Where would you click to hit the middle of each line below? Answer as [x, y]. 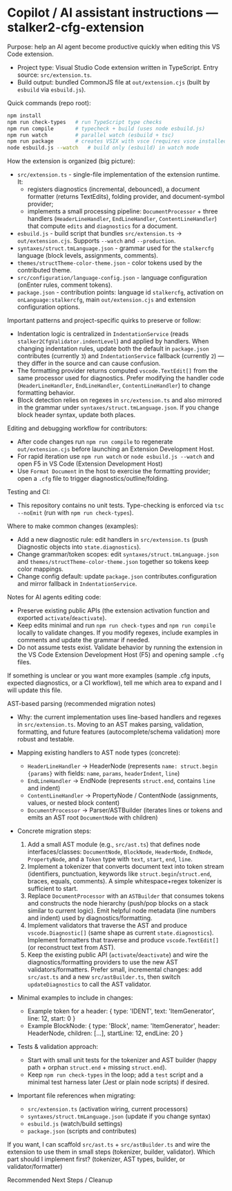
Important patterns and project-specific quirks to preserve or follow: [104, 321]
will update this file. [35, 690]
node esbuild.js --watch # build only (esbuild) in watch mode [103, 148]
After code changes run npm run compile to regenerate [95, 442]
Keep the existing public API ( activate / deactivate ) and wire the [118, 955]
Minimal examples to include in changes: [75, 998]
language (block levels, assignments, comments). [88, 256]
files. [24, 662]
